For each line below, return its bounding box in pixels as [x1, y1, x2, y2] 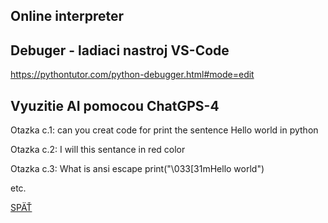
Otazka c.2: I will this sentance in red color [10, 144, 186, 156]
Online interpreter [10, 8, 124, 25]
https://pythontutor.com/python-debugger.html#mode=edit [10, 69, 255, 81]
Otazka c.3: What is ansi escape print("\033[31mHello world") [10, 163, 265, 175]
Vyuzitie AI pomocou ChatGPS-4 [10, 97, 220, 114]
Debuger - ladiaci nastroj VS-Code [10, 42, 230, 59]
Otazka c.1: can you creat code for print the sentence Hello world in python [10, 124, 319, 136]
